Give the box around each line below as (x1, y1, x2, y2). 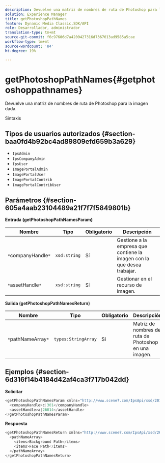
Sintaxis (5, 115, 21, 121)
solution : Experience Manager (5, 12, 67, 17)
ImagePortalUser (12, 172, 46, 177)
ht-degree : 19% (5, 48, 36, 53)
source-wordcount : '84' (5, 44, 54, 49)
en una (133, 345, 149, 352)
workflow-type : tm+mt (5, 39, 50, 44)
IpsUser (12, 162, 28, 167)
